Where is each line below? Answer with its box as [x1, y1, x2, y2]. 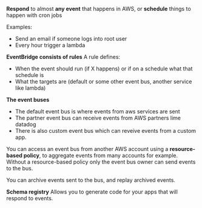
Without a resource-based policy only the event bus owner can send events [6, 158, 196, 166]
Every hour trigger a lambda [15, 42, 86, 49]
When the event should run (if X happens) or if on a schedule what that [15, 65, 193, 72]
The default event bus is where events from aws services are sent [15, 108, 180, 115]
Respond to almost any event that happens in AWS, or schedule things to [6, 5, 191, 12]
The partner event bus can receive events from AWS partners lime [15, 115, 181, 121]
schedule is [15, 72, 44, 78]
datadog [15, 121, 36, 128]
